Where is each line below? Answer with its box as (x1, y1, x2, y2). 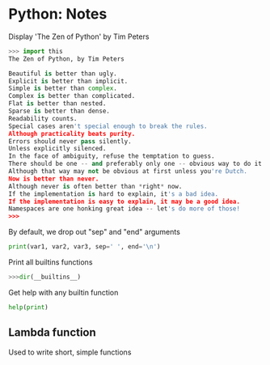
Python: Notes (8, 5, 108, 23)
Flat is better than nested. (8, 100, 107, 108)
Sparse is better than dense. (8, 107, 111, 116)
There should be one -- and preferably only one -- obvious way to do (8, 159, 251, 168)
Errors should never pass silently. (8, 137, 132, 146)
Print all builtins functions (8, 257, 93, 267)
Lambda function (8, 325, 97, 340)
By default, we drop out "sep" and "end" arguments (8, 227, 180, 237)
